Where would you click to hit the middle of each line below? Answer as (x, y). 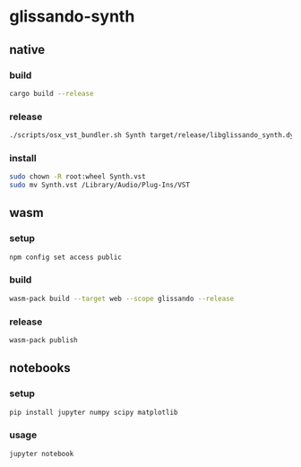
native (27, 50)
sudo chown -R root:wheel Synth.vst (77, 177)
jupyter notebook (42, 454)
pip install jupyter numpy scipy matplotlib (94, 412)
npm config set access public (66, 257)
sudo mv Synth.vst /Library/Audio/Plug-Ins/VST (100, 186)
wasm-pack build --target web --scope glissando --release (122, 298)
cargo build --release (52, 93)
